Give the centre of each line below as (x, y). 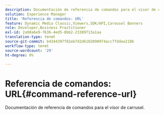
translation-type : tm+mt (30, 37)
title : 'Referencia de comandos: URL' (44, 19)
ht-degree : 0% (20, 55)
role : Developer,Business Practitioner (46, 28)
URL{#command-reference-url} (71, 94)
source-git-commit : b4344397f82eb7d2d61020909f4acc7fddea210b (70, 42)
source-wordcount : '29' (29, 50)
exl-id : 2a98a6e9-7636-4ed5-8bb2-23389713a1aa (53, 32)
